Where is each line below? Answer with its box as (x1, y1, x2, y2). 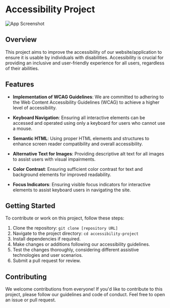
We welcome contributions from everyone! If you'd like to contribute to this (5, 286, 163, 292)
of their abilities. (5, 65, 39, 71)
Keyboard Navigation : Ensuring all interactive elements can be (12, 114, 145, 121)
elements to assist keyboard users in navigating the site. (12, 187, 131, 193)
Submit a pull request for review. (12, 257, 81, 264)
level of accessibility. (12, 104, 57, 111)
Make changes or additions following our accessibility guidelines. (12, 241, 151, 248)
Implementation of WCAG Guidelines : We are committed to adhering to (12, 94, 164, 100)
